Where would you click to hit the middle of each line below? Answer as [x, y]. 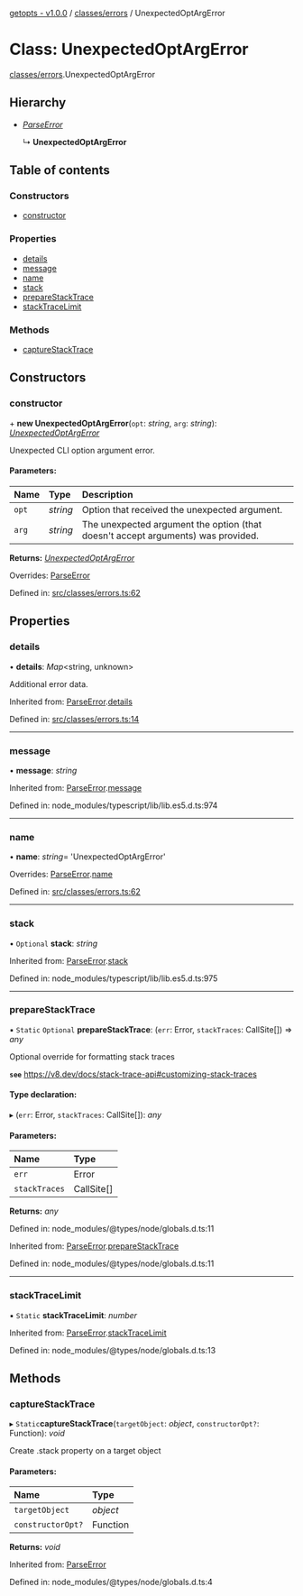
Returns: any [34, 1211]
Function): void [37, 1434]
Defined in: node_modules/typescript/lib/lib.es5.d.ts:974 [114, 805]
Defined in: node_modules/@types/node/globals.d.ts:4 [111, 1582]
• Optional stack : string [54, 943]
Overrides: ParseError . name [61, 875]
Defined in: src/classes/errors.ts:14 [74, 719]
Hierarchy [38, 103]
